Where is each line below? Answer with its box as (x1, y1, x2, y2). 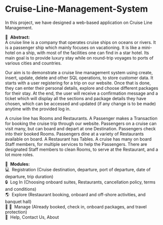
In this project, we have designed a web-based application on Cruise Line (5, 20, 152, 25)
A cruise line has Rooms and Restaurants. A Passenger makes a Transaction (5, 115, 158, 121)
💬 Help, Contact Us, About (5, 214, 59, 220)
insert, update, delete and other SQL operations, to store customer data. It (5, 75, 153, 81)
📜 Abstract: (5, 34, 30, 40)
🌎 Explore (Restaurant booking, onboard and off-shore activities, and (5, 191, 146, 197)
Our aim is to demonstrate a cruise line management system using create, (5, 69, 153, 75)
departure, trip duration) (5, 173, 54, 179)
